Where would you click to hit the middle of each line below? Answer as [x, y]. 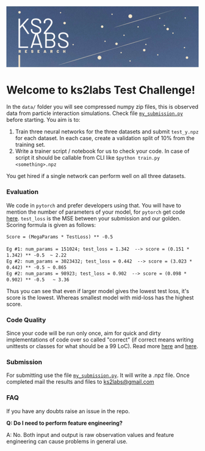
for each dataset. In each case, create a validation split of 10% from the [105, 138]
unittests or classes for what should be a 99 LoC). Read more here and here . [102, 346]
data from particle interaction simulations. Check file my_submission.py [95, 113]
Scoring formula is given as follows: [51, 225]
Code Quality [26, 319]
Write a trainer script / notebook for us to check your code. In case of [102, 151]
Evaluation [22, 192]
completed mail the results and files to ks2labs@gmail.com [80, 382]
